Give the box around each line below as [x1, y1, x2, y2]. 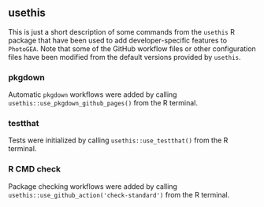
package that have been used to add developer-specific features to [8, 35, 227, 45]
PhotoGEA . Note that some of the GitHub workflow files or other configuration [8, 43, 256, 54]
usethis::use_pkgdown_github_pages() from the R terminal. [8, 98, 199, 108]
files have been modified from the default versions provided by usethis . [8, 52, 242, 61]
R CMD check [8, 164, 61, 175]
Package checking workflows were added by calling [8, 181, 177, 191]
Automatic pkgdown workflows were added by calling [8, 90, 177, 99]
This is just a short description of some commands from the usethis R [8, 27, 235, 36]
